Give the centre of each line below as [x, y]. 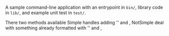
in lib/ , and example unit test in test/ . [46, 13]
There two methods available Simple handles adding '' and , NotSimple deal [84, 23]
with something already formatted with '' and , [53, 28]
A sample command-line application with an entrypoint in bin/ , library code [84, 7]
